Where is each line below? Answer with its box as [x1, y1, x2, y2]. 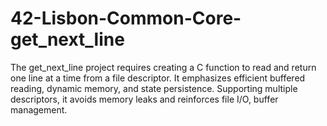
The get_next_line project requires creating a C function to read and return [10, 61, 317, 73]
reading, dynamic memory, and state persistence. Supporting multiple [10, 82, 298, 94]
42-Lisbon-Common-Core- [10, 7, 242, 30]
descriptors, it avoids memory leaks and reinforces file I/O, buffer [10, 93, 279, 105]
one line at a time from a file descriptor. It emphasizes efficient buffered [10, 72, 306, 84]
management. [10, 103, 68, 116]
